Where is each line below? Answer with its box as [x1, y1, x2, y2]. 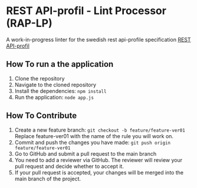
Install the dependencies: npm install [14, 87, 107, 95]
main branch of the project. [14, 175, 81, 182]
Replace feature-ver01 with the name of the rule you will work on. [14, 132, 174, 139]
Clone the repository [14, 75, 65, 82]
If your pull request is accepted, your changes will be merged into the [14, 169, 184, 176]
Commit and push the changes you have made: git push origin [14, 139, 171, 146]
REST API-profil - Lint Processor [6, 4, 167, 18]
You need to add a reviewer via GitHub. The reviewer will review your [14, 156, 183, 163]
